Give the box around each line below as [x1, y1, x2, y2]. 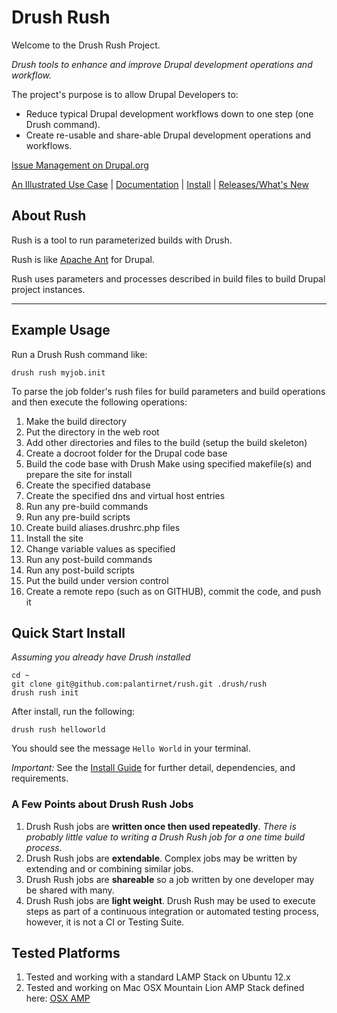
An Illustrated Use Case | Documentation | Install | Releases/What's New [11, 178, 309, 190]
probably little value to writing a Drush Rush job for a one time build [25, 831, 306, 843]
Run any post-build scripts [25, 564, 135, 576]
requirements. [11, 772, 69, 785]
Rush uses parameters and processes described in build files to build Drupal [11, 272, 326, 285]
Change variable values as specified [25, 542, 176, 555]
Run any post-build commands [25, 553, 153, 565]
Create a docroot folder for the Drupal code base [25, 447, 228, 459]
